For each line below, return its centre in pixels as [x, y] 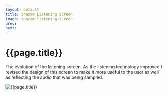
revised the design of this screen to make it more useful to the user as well [82, 72]
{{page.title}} [34, 53]
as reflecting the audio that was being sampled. [54, 77]
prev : [11, 24]
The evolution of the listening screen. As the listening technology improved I [84, 67]
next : [11, 28]
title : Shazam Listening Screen [39, 14]
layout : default [22, 10]
